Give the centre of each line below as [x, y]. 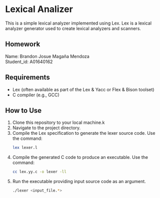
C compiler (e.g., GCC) [36, 95]
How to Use [23, 111]
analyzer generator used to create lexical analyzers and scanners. [73, 28]
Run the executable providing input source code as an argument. [79, 181]
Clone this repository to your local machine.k [58, 123]
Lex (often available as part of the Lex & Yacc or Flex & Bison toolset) [83, 89]
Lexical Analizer [39, 9]
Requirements [27, 77]
